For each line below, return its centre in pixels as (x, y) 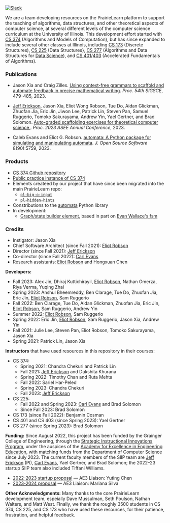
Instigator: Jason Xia (34, 240)
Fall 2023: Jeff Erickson (45, 393)
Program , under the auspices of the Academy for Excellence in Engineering (84, 446)
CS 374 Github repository (39, 173)
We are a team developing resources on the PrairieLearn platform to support (85, 18)
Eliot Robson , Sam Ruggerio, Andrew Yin (55, 309)
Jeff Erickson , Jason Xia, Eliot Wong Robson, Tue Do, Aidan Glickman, (86, 106)
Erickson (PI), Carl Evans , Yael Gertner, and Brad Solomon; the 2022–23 (80, 462)
